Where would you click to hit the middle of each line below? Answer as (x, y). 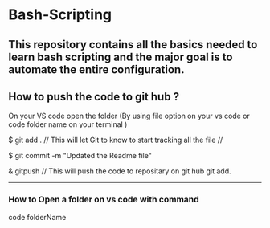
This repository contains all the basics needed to (133, 45)
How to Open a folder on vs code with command (104, 200)
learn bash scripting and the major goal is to (121, 57)
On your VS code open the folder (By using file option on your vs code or (129, 116)
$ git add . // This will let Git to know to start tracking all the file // (116, 140)
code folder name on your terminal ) (68, 124)
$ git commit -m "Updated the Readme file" (80, 156)
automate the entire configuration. (96, 69)
